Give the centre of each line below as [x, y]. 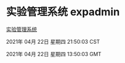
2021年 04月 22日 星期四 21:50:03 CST [53, 41]
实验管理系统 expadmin [63, 12]
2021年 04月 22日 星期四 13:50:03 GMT [54, 54]
